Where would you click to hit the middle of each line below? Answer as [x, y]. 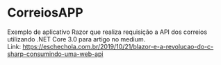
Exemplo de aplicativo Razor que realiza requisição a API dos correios [107, 32]
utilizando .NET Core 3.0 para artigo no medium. [76, 39]
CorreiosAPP [45, 13]
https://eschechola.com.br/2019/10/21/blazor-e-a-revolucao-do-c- [118, 46]
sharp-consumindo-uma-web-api [55, 54]
